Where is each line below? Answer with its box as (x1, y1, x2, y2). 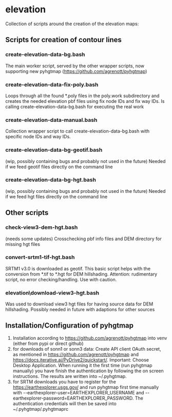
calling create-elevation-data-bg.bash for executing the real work (5, 103, 144, 110)
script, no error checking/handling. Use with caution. (5, 276, 117, 282)
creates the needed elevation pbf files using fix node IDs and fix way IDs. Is (5, 98, 165, 104)
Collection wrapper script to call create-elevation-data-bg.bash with (5, 128, 150, 134)
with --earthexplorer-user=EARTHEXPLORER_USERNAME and (12, 389, 145, 395)
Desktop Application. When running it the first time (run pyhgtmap (12, 362, 152, 368)
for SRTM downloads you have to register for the (12, 378, 117, 385)
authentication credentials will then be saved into (12, 400, 117, 407)
